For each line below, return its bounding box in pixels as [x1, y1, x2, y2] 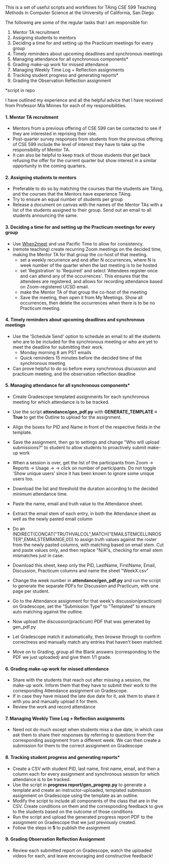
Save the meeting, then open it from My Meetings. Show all [20, 294, 143, 300]
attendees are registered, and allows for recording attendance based [20, 278, 162, 284]
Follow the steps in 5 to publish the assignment [12, 825, 111, 831]
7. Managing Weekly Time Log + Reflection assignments [5, 715, 125, 722]
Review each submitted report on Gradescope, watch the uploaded [12, 847, 152, 853]
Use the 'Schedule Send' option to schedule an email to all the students [12, 333, 161, 339]
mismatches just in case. [12, 553, 64, 559]
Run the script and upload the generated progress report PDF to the [12, 813, 153, 820]
